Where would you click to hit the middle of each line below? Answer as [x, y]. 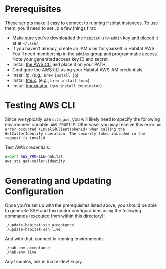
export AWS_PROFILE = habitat [34, 156]
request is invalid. [27, 138]
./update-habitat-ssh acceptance [40, 225]
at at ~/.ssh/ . [26, 43]
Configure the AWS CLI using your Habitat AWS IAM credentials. [78, 69]
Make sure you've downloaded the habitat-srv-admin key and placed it [85, 38]
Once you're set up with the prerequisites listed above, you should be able [81, 205]
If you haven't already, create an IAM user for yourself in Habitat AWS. [84, 48]
